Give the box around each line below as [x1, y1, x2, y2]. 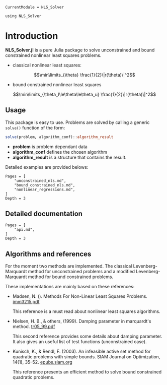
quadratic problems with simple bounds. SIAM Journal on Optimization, [12, 354, 160, 360]
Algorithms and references [5, 249, 92, 258]
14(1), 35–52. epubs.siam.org [12, 359, 73, 365]
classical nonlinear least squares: [12, 62, 82, 68]
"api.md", [14, 227, 35, 232]
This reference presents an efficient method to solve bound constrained [12, 369, 162, 375]
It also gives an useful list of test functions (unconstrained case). [12, 339, 147, 345]
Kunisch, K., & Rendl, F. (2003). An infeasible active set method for [12, 348, 151, 355]
